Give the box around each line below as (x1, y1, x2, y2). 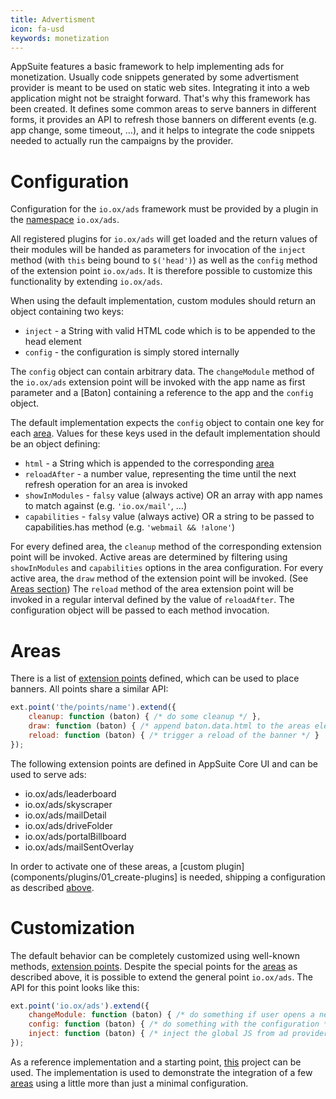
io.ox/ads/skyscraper (24, 798, 113, 810)
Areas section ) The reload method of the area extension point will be (10, 583, 294, 595)
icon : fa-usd (10, 24, 65, 34)
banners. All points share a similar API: (10, 683, 169, 695)
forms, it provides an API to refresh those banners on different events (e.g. (10, 114, 317, 126)
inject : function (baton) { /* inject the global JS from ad (28, 1029, 288, 1039)
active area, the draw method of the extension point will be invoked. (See (10, 572, 309, 585)
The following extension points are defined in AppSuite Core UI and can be (10, 757, 318, 770)
